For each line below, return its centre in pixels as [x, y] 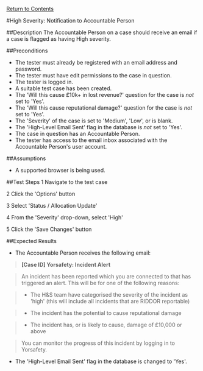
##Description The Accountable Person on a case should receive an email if [102, 32]
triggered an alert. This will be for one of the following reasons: [100, 283]
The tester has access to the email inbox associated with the [91, 140]
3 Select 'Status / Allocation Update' [52, 206]
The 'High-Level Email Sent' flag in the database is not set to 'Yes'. [99, 127]
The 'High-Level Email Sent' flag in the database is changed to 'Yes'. [101, 361]
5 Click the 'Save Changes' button [49, 229]
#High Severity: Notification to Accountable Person [70, 20]
